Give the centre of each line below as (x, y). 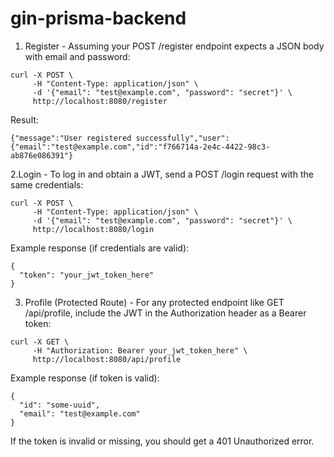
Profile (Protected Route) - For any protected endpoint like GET (154, 302)
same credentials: (47, 184)
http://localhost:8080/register (100, 101)
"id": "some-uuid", (60, 405)
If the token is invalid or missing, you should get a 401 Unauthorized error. (162, 441)
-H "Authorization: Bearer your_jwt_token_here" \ (140, 350)
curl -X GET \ (40, 342)
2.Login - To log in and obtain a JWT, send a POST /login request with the (162, 174)
